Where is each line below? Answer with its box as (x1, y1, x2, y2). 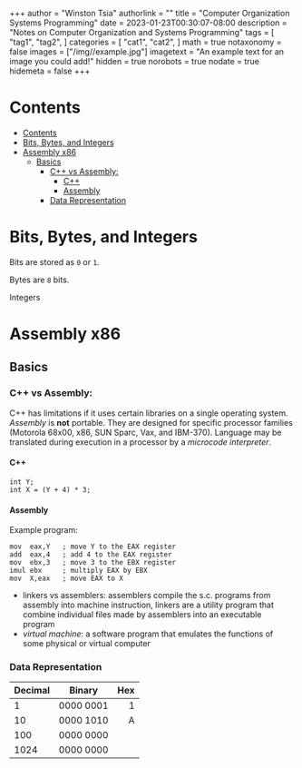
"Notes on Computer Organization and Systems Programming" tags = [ (9, 27, 275, 37)
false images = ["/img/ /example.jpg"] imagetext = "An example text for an (9, 46, 284, 57)
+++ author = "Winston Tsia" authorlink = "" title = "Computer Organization (9, 8, 290, 18)
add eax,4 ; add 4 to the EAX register (9, 550, 172, 559)
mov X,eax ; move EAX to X (9, 574, 124, 584)
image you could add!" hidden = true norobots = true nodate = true (9, 56, 260, 66)
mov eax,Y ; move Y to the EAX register (9, 542, 177, 552)
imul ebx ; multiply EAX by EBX (9, 566, 148, 576)
